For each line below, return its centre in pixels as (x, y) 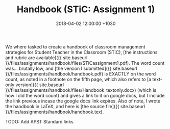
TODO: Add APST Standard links (40, 121)
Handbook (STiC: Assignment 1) (86, 9)
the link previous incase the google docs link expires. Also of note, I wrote (83, 101)
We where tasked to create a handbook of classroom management (75, 46)
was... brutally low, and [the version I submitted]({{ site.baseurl (71, 68)
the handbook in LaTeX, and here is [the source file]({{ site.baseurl (75, 106)
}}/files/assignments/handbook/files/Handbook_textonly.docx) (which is (81, 90)
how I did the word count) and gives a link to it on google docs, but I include (85, 95)
